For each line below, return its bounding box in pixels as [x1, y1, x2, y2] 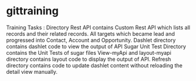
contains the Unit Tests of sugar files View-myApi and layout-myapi [6, 49, 172, 56]
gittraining [6, 4, 59, 18]
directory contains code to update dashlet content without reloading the [6, 61, 183, 69]
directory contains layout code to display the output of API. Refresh [6, 55, 172, 63]
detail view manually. [6, 68, 58, 75]
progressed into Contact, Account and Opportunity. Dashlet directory [6, 36, 176, 43]
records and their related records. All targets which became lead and [6, 30, 175, 37]
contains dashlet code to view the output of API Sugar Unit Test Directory [6, 43, 186, 50]
